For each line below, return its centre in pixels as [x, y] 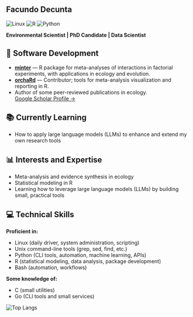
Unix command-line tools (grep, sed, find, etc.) [71, 249]
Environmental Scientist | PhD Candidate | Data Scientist [76, 35]
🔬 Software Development [52, 53]
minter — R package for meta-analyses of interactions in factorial [94, 67]
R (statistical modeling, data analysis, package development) [88, 262]
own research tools [38, 141]
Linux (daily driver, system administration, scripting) [77, 243]
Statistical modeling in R [44, 183]
